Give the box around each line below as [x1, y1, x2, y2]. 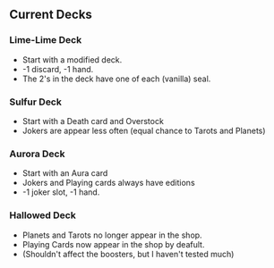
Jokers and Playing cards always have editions [21, 178, 195, 188]
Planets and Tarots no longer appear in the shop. [21, 230, 203, 240]
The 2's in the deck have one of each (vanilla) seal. [21, 73, 211, 84]
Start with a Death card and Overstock [21, 115, 164, 126]
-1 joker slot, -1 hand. [21, 187, 100, 197]
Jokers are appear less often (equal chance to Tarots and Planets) [21, 125, 266, 136]
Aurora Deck [9, 147, 65, 160]
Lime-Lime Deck [9, 34, 82, 46]
